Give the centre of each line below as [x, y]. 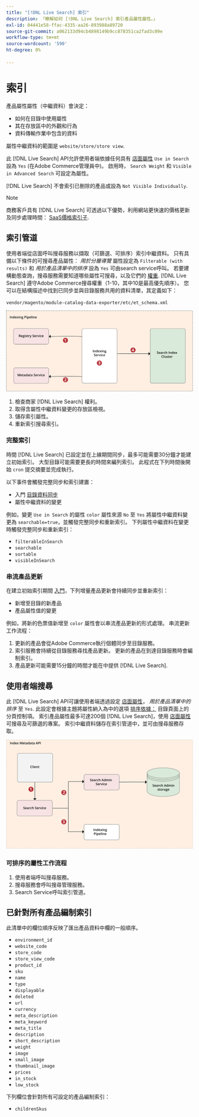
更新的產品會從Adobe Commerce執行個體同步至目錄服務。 [86, 643]
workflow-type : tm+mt [33, 38]
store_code [28, 953]
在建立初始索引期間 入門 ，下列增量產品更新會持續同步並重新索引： [87, 591]
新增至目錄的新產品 [38, 603]
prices [23, 1073]
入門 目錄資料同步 [36, 494]
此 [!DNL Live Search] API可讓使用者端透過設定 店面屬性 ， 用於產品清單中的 [99, 701]
